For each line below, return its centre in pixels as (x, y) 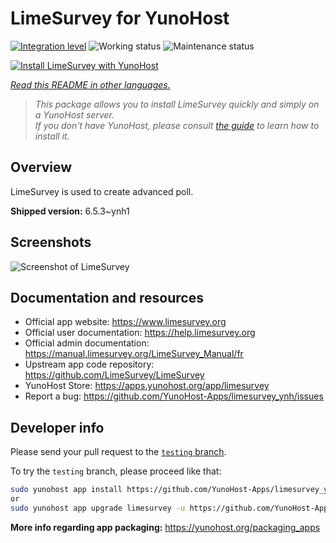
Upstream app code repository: (89, 364)
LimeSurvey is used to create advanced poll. (102, 191)
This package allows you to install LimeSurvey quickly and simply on (177, 104)
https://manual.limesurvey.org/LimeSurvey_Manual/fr (134, 354)
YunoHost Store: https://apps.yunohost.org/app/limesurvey (147, 386)
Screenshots (51, 242)
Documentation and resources (107, 297)
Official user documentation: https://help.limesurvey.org (140, 333)
